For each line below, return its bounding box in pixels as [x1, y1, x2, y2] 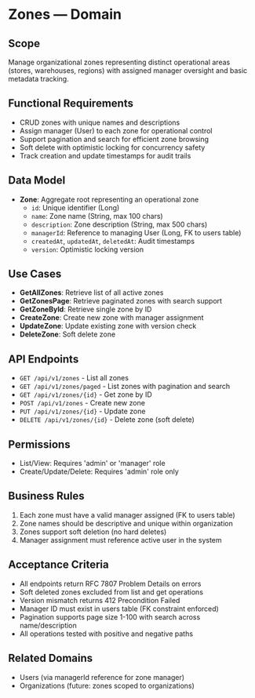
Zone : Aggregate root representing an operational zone [19, 194, 199, 204]
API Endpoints [8, 352, 79, 365]
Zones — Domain [8, 5, 122, 24]
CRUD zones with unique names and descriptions [19, 118, 180, 127]
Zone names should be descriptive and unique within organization [19, 518, 233, 528]
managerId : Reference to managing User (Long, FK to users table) [31, 227, 242, 237]
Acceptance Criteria [8, 558, 109, 572]
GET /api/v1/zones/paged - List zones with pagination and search [19, 382, 231, 391]
